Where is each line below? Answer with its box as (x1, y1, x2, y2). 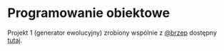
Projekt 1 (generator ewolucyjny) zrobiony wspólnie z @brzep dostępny (7, 28, 218, 37)
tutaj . (7, 35, 23, 44)
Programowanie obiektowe (7, 5, 170, 21)
